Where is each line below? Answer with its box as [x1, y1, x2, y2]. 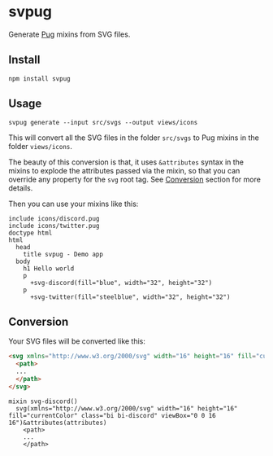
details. [8, 182, 33, 193]
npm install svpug [8, 74, 71, 83]
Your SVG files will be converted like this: [8, 336, 146, 346]
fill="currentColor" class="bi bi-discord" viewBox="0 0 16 [8, 411, 217, 419]
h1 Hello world [23, 264, 75, 273]
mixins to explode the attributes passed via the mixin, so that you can [8, 165, 240, 175]
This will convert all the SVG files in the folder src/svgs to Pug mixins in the [8, 133, 260, 142]
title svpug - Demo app [23, 250, 104, 258]
